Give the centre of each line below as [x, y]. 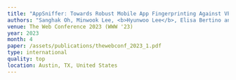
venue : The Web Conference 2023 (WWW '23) [70, 26]
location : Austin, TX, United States [63, 65]
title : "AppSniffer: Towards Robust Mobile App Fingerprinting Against [114, 14]
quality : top [26, 59]
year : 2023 [23, 33]
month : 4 [20, 40]
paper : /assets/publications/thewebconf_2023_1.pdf [84, 46]
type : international [38, 53]
